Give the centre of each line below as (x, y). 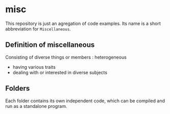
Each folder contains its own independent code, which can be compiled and (85, 101)
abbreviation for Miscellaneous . (38, 28)
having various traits (34, 67)
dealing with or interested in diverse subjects (60, 72)
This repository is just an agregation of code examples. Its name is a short (83, 23)
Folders (18, 88)
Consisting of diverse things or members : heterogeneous (66, 57)
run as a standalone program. (36, 106)
